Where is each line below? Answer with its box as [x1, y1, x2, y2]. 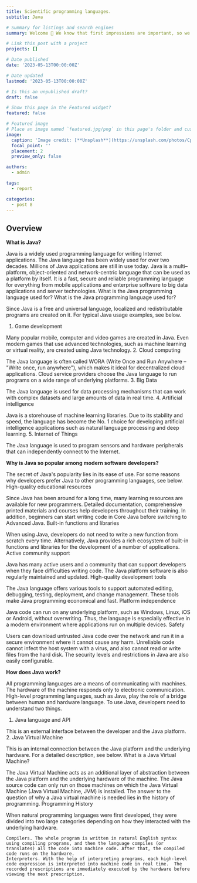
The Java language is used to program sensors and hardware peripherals [6, 442, 184, 449]
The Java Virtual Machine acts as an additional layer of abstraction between [6, 769, 189, 776]
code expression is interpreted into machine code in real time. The [6, 861, 182, 867]
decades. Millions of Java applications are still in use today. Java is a [6, 263, 172, 270]
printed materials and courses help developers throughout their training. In [6, 507, 186, 514]
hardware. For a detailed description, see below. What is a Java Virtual [6, 752, 176, 759]
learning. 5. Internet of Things [6, 430, 78, 437]
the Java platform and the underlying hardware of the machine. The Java [6, 775, 183, 783]
